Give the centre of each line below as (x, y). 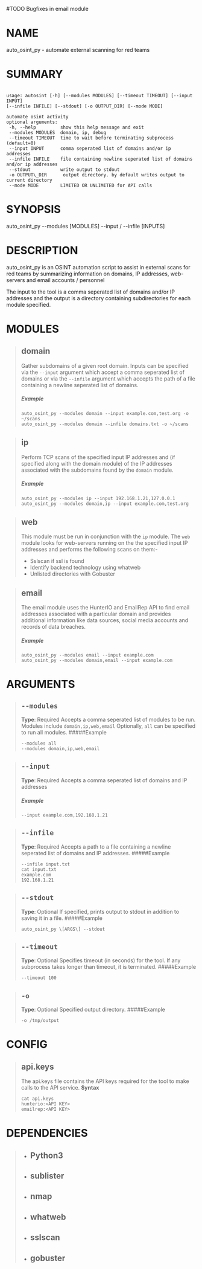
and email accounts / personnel (65, 280)
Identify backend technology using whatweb (85, 568)
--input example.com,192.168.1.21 (64, 815)
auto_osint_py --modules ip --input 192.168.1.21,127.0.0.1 (98, 498)
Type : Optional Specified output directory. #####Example (93, 1010)
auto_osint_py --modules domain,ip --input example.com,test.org (105, 504)
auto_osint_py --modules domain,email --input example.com (97, 661)
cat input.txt (39, 869)
